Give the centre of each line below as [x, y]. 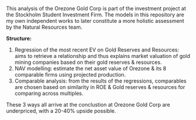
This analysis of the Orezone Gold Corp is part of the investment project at [96, 8]
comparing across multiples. [49, 93]
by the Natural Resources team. [44, 27]
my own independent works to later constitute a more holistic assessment [95, 21]
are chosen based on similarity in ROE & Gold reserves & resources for [100, 87]
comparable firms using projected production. [70, 75]
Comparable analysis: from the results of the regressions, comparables [100, 81]
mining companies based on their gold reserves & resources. [88, 62]
